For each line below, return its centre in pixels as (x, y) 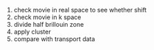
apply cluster (32, 32)
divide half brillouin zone (49, 24)
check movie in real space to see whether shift (80, 10)
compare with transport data (54, 39)
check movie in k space (47, 17)
